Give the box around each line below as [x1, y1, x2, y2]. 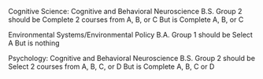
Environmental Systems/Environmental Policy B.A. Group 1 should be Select [8, 31, 254, 39]
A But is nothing [8, 38, 61, 48]
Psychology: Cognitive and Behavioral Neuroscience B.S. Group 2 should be [8, 54, 256, 63]
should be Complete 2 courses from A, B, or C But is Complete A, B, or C [8, 15, 244, 24]
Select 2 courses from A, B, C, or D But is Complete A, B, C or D [8, 62, 215, 71]
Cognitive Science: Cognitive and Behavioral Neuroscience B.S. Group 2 [8, 7, 243, 16]
